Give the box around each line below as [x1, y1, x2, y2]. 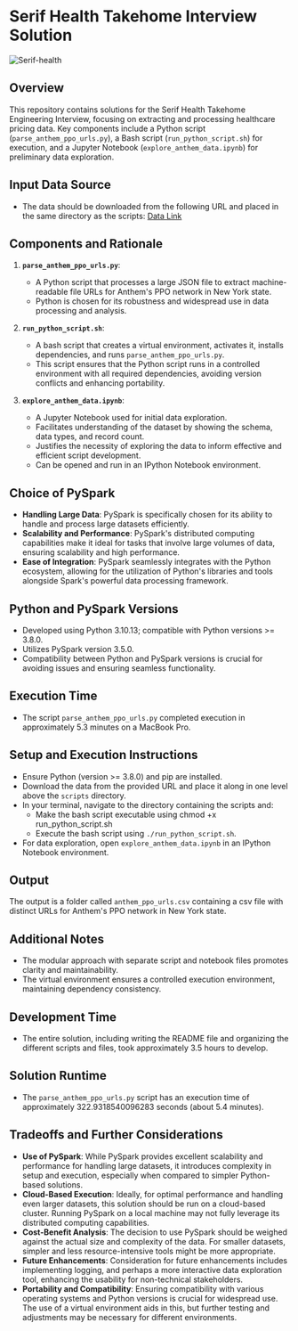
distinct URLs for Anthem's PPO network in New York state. [9, 906, 227, 917]
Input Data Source [9, 177, 111, 192]
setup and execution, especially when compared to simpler [21, 1170, 239, 1180]
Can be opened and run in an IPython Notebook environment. [35, 460, 261, 470]
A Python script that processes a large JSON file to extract [35, 277, 251, 288]
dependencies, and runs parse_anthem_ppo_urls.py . [35, 349, 225, 360]
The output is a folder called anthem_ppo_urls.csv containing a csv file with [9, 896, 284, 907]
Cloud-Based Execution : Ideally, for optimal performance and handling [21, 1188, 284, 1199]
